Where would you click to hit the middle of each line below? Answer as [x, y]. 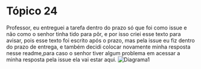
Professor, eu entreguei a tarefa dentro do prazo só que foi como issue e [97, 28]
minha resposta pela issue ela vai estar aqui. [61, 59]
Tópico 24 [32, 11]
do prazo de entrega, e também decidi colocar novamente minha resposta [98, 47]
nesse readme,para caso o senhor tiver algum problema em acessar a [93, 53]
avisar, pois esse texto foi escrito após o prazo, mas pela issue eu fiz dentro [101, 40]
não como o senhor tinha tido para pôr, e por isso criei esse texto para [94, 34]
